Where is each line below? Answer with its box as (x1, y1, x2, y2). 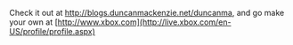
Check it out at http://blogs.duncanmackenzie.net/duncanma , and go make (9, 8, 285, 18)
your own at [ (9, 17, 58, 27)
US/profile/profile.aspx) (9, 26, 96, 36)
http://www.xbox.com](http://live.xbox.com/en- (57, 17, 232, 27)
